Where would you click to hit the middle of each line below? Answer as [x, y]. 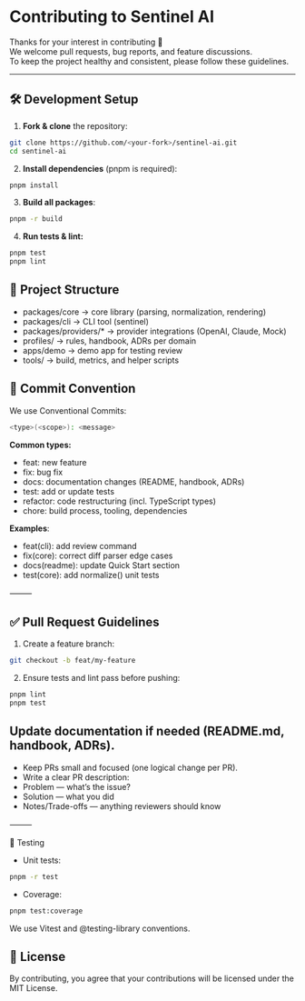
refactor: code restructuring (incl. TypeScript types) [119, 501]
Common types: [40, 445]
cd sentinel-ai [38, 151]
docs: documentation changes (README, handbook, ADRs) [133, 481]
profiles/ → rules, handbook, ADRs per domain [109, 340]
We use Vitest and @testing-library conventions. [100, 928]
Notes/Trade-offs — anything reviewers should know [122, 806]
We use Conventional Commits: [68, 410]
